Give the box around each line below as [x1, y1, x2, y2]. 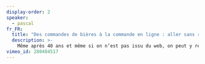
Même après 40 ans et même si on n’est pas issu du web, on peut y [17, 43, 192, 49]
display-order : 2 [6, 9, 51, 15]
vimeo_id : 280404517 [6, 49, 59, 55]
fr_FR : [6, 26, 23, 32]
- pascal [12, 20, 34, 26]
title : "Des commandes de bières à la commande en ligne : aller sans [12, 32, 195, 38]
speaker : [6, 15, 29, 21]
